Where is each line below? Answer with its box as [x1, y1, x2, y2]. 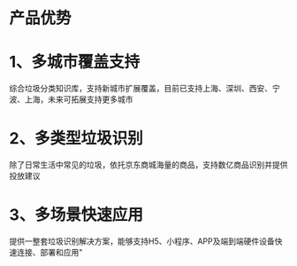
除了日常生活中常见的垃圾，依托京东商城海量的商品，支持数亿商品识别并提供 [9, 160, 288, 170]
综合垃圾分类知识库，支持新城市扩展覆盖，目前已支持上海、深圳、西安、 [9, 83, 272, 94]
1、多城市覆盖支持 [9, 52, 141, 72]
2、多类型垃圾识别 [9, 129, 143, 149]
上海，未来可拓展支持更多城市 [24, 94, 133, 105]
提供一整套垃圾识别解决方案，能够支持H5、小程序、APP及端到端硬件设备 [9, 236, 276, 246]
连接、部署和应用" [16, 247, 83, 257]
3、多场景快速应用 [9, 205, 144, 225]
